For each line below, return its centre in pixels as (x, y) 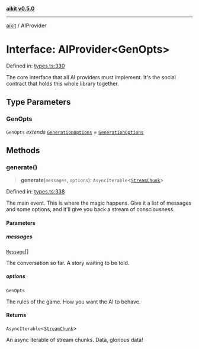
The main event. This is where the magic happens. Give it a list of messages (99, 203)
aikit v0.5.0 (20, 9)
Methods (23, 151)
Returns (16, 315)
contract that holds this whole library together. (63, 83)
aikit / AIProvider (26, 25)
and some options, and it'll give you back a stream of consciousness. (90, 209)
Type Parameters (38, 102)
